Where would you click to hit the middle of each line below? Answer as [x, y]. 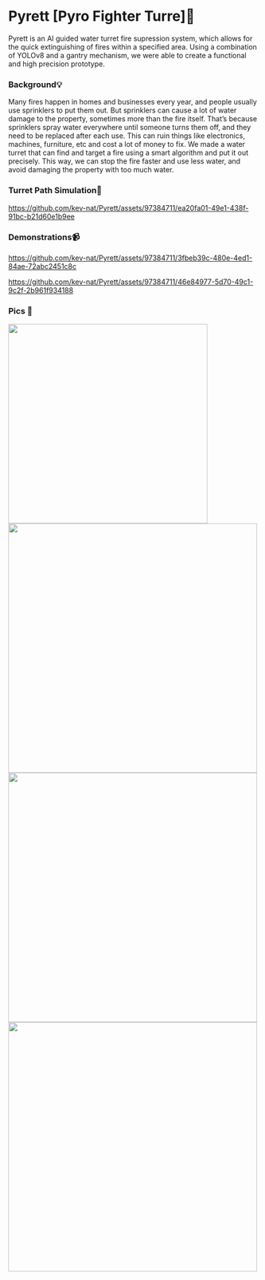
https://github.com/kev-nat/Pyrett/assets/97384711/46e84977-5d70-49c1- [131, 282]
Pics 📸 [21, 310]
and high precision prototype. [57, 64]
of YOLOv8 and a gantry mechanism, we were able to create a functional [127, 55]
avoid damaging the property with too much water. [91, 170]
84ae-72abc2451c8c [43, 266]
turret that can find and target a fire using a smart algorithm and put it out [129, 153]
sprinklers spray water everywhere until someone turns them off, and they [130, 128]
